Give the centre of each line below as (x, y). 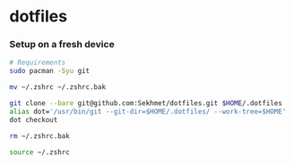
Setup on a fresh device (62, 45)
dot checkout (34, 120)
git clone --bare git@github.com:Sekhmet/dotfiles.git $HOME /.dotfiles (146, 103)
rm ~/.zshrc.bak (39, 136)
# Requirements (38, 63)
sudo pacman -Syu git (50, 71)
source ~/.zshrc (39, 152)
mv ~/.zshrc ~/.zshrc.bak (57, 87)
